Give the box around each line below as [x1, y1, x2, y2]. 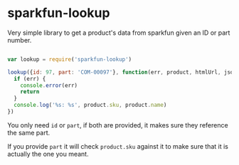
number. [7, 35, 32, 44]
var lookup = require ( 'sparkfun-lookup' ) [7, 55, 132, 63]
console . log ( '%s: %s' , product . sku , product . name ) [14, 101, 167, 109]
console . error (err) [20, 81, 78, 89]
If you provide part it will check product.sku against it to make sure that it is [7, 142, 229, 150]
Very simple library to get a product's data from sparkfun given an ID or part [7, 28, 230, 37]
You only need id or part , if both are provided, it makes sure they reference [7, 120, 229, 129]
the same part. [7, 128, 51, 137]
